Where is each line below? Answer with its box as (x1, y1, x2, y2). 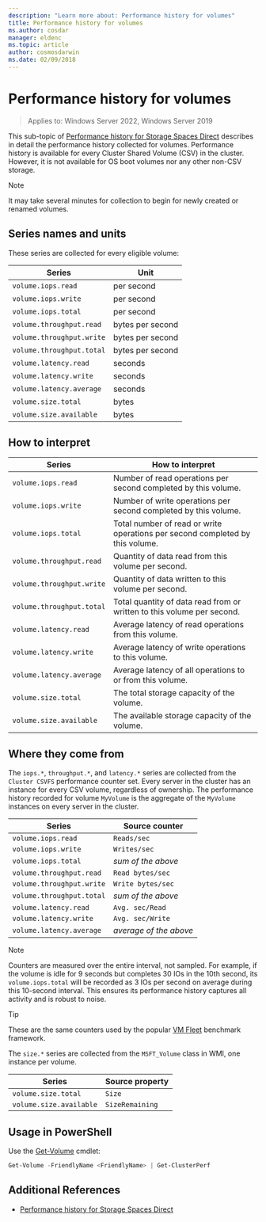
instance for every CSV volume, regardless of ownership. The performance (8, 785, 253, 794)
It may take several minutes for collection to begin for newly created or (8, 196, 239, 205)
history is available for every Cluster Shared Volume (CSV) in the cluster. (8, 148, 245, 158)
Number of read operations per (113, 473, 230, 484)
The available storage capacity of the (113, 710, 252, 721)
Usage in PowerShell (8, 1125, 112, 1139)
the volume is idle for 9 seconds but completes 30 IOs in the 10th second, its (8, 969, 258, 979)
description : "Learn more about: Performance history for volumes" (8, 11, 236, 20)
